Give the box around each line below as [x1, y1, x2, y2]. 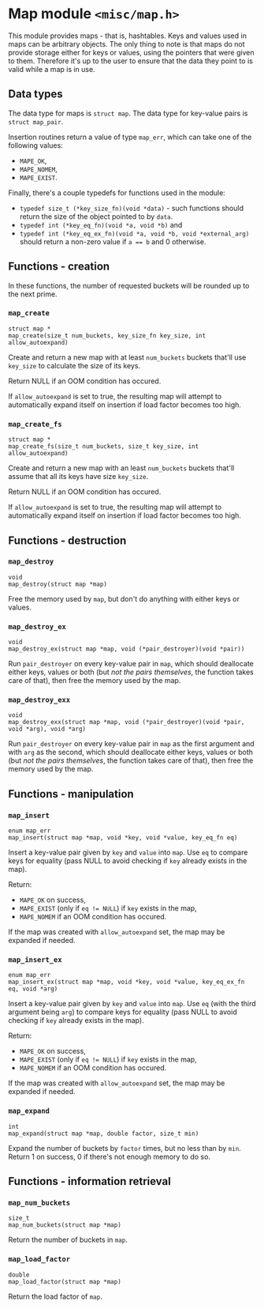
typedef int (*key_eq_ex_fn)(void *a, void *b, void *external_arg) [19, 230, 250, 238]
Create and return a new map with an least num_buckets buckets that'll [8, 463, 235, 473]
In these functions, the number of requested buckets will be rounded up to [8, 281, 250, 290]
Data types [8, 88, 63, 101]
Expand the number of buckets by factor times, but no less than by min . [8, 1143, 242, 1152]
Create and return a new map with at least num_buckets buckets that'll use [8, 353, 247, 362]
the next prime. [8, 289, 58, 299]
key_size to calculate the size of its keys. [8, 360, 141, 370]
